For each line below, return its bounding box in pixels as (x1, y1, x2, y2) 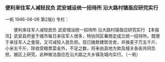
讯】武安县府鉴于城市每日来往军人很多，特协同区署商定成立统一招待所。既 (5, 33, 156, 39)
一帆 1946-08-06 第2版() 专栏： (5, 16, 70, 23)
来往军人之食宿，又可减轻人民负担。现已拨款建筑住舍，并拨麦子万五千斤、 (9, 39, 160, 45)
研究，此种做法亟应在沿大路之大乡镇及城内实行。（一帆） (26, 52, 141, 58)
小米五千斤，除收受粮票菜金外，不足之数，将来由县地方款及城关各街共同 (5, 45, 151, 51)
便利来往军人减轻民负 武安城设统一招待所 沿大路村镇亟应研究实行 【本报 (13, 27, 160, 33)
